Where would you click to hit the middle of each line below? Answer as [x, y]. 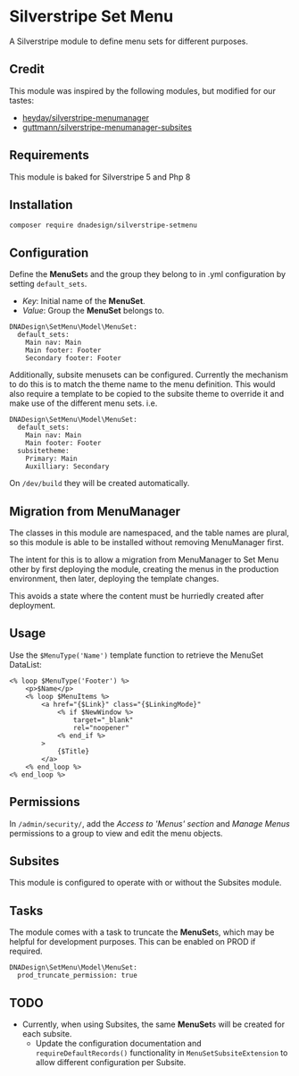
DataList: [25, 664]
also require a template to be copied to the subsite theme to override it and [146, 394]
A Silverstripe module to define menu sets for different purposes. [129, 41]
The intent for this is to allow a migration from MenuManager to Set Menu [144, 559]
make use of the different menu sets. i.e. [83, 403]
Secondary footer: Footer [74, 358]
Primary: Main [51, 459]
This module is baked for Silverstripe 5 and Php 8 [100, 177]
